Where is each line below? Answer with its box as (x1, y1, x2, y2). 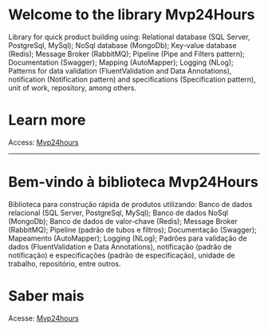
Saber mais (8, 287, 85, 305)
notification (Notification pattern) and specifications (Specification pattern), (8, 74, 257, 84)
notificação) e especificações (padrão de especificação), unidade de (8, 250, 235, 260)
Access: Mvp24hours (8, 138, 79, 147)
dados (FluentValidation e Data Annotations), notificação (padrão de (8, 241, 232, 251)
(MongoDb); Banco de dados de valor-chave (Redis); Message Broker (8, 216, 238, 225)
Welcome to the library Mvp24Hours (8, 6, 255, 24)
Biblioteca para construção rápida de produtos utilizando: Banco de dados (8, 199, 253, 209)
